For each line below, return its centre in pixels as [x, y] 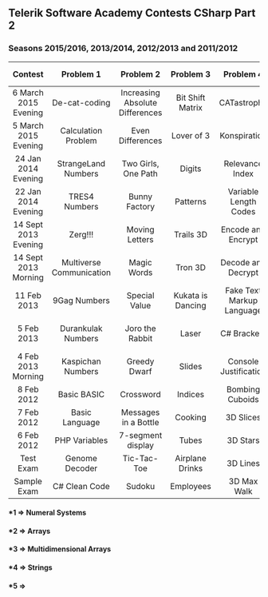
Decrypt [244, 273]
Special [140, 295]
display [140, 445]
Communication [81, 273]
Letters [140, 239]
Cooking [191, 417]
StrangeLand [81, 163]
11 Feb [28, 295]
